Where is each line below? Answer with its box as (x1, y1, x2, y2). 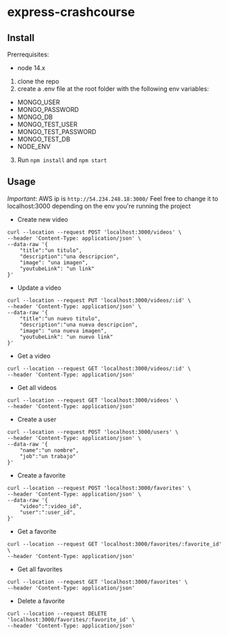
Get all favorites (17, 564, 63, 573)
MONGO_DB (17, 113, 54, 121)
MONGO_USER (17, 98, 60, 106)
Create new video (17, 215, 68, 223)
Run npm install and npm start (17, 156, 108, 164)
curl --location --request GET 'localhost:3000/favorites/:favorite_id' (7, 540, 222, 548)
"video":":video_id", (19, 503, 82, 509)
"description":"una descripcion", (19, 253, 120, 260)
